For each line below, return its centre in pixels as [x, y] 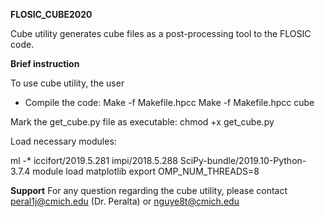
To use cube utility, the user [67, 83]
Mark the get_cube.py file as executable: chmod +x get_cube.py [142, 122]
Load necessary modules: [63, 141]
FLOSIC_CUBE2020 [51, 14]
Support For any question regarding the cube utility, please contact [149, 190]
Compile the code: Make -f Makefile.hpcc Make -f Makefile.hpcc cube [169, 102]
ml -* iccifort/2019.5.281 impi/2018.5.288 [94, 160]
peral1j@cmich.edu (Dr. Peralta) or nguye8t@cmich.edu [125, 201]
